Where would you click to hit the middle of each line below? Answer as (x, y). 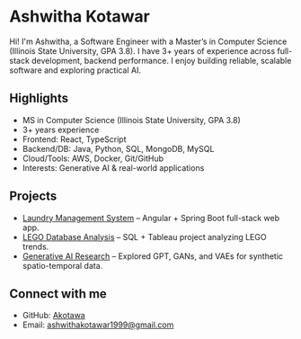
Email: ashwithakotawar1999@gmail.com (98, 325)
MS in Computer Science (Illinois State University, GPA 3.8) (131, 120)
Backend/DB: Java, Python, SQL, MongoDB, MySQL (118, 148)
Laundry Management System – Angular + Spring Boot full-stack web (151, 218)
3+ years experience (61, 129)
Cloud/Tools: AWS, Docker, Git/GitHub (93, 158)
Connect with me (58, 294)
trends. (35, 246)
